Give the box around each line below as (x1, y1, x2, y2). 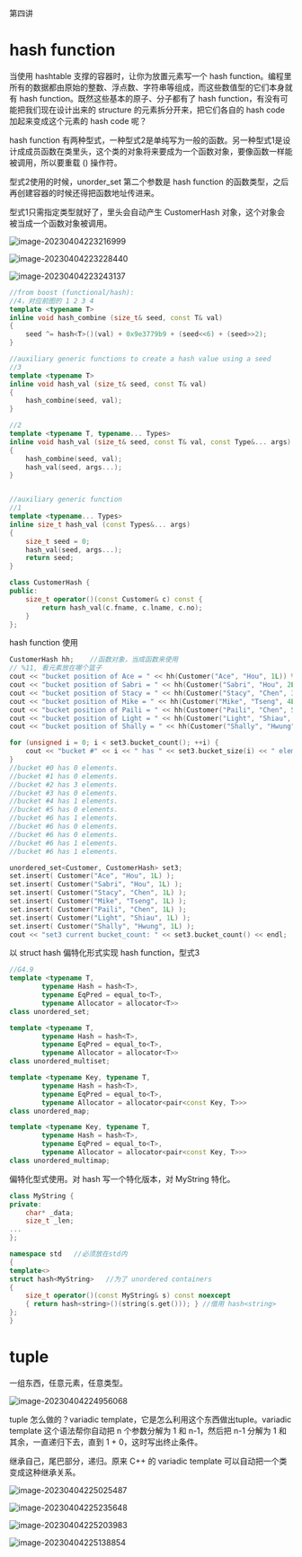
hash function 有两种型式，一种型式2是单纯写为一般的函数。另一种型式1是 (9, 134, 283, 146)
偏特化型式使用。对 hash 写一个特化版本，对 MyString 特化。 (9, 1173, 235, 1184)
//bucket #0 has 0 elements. (9, 763, 119, 772)
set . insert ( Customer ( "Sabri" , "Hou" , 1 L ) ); (9, 880, 183, 889)
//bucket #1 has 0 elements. (9, 771, 119, 780)
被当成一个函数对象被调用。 (9, 218, 112, 228)
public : (9, 587, 39, 596)
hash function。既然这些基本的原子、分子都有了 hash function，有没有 (19, 93, 281, 103)
